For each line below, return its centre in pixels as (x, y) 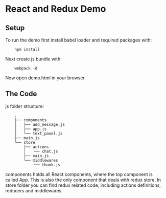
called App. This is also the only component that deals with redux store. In (83, 180)
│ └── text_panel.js (39, 134)
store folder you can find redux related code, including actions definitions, (83, 185)
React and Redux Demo (56, 9)
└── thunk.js (46, 165)
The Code (21, 94)
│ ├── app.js (31, 129)
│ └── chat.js (41, 151)
